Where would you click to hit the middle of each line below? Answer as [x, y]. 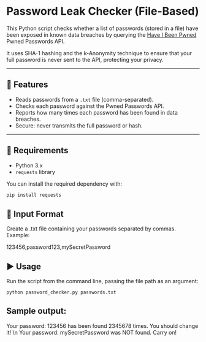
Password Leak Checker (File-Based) [103, 11]
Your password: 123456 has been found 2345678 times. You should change [102, 325]
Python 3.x [29, 165]
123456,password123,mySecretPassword [59, 247]
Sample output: [36, 311]
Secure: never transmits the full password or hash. [79, 125]
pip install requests [34, 195]
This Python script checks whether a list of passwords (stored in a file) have [102, 28]
